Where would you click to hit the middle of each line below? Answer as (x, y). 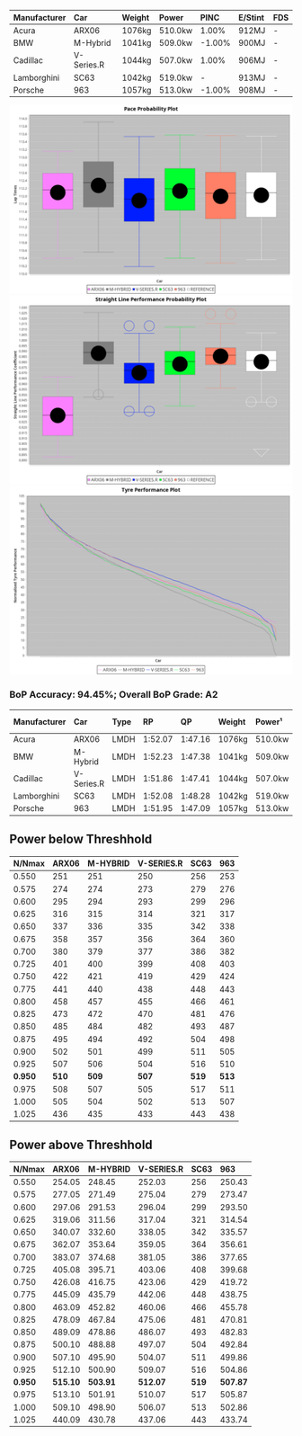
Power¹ (269, 721)
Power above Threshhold (81, 1145)
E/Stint (251, 17)
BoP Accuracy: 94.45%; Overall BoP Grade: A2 (114, 695)
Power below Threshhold (81, 839)
